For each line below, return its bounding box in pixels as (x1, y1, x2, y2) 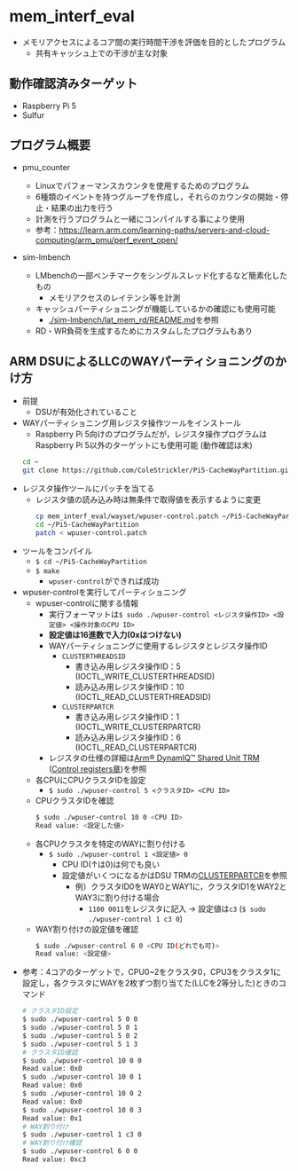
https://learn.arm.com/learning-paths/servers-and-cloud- (59, 224, 271, 235)
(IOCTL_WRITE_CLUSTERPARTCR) (74, 721, 201, 732)
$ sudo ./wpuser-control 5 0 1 (21, 1023, 138, 1032)
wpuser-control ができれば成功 (48, 575, 160, 586)
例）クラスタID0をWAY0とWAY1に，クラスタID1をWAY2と (74, 881, 287, 892)
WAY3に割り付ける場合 (74, 892, 160, 902)
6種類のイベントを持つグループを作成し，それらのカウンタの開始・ (35, 191, 281, 201)
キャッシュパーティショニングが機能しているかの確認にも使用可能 (35, 303, 277, 314)
